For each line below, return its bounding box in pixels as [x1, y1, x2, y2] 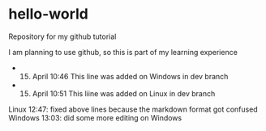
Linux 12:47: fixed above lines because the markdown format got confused [8, 104, 258, 114]
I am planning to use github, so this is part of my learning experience [8, 47, 238, 57]
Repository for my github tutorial [8, 32, 117, 41]
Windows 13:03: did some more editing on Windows [8, 112, 182, 122]
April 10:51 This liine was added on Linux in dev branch [32, 88, 216, 98]
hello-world [8, 5, 89, 23]
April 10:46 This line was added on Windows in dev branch [32, 71, 229, 81]
